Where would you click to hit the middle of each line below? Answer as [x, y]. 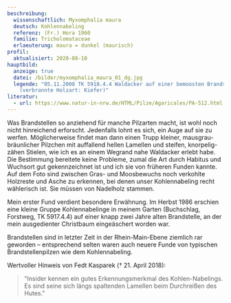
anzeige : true [33, 71]
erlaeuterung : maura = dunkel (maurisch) [74, 45]
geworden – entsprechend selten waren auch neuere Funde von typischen [112, 244]
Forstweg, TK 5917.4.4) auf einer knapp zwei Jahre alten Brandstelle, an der [114, 216]
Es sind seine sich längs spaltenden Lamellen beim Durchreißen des [120, 286]
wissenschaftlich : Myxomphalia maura [67, 20]
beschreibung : [27, 13]
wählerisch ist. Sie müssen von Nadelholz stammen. [81, 188]
